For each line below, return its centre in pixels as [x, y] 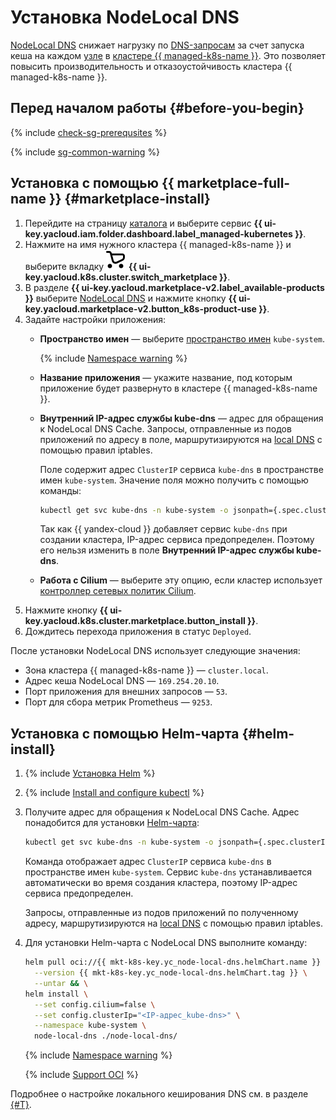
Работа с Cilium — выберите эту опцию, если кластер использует [181, 580]
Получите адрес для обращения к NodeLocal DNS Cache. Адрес [162, 812]
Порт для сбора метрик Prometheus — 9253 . [118, 702]
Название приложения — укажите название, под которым [166, 377]
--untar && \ [61, 983]
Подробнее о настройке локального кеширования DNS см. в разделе [159, 1094]
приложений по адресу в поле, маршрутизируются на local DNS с [181, 439]
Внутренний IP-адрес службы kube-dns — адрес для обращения [181, 418]
